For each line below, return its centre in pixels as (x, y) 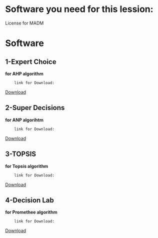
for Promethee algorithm (31, 212)
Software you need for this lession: (79, 9)
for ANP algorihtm (24, 120)
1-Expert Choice (31, 62)
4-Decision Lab (29, 200)
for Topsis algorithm (27, 166)
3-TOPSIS (21, 154)
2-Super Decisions (35, 108)
